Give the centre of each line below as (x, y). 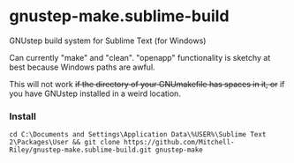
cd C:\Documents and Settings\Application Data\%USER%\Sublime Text (138, 135)
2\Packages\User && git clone (65, 143)
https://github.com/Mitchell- (179, 143)
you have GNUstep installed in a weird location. (95, 93)
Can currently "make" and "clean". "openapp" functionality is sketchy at (140, 57)
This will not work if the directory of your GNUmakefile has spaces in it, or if (147, 84)
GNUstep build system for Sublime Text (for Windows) (108, 41)
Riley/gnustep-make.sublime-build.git (80, 150)
